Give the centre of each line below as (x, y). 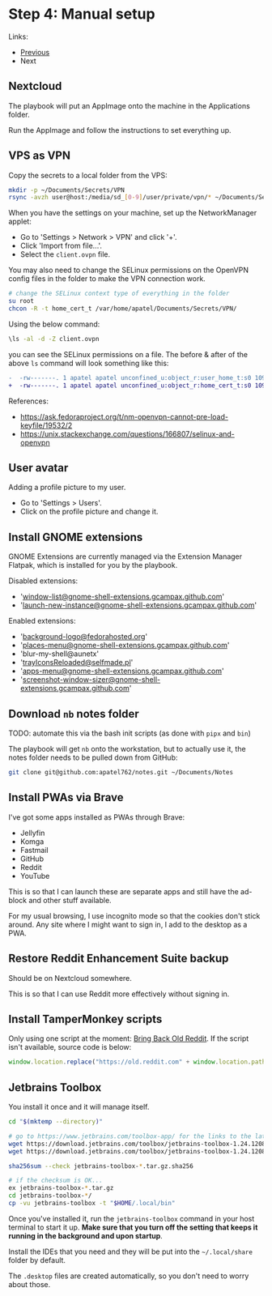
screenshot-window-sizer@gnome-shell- (91, 680)
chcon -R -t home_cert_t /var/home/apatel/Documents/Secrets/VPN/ (123, 309)
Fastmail (34, 850)
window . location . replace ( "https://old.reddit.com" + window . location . (130, 1062)
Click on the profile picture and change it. (89, 512)
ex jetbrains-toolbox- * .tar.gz (61, 1188)
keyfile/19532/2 (46, 425)
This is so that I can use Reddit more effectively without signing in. (119, 994)
